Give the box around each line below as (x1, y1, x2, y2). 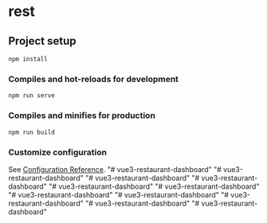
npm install (8, 55, 48, 63)
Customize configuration (8, 147, 108, 158)
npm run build (8, 128, 56, 136)
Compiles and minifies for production (8, 110, 155, 121)
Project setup (8, 34, 77, 48)
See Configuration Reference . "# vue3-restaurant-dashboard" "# (8, 164, 222, 174)
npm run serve (8, 92, 56, 100)
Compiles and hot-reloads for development (8, 73, 179, 84)
